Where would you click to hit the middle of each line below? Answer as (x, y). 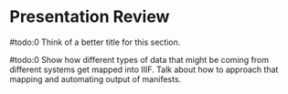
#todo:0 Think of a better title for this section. (95, 42)
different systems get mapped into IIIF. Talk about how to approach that (144, 69)
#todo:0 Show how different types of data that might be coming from (139, 59)
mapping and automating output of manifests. (96, 78)
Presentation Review (90, 17)
